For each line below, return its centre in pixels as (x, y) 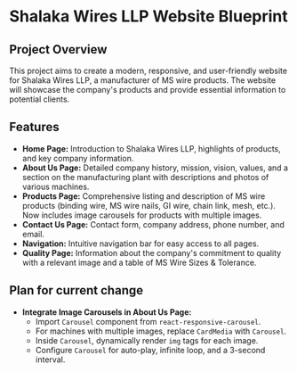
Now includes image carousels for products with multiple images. (142, 215)
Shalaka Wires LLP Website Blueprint (149, 17)
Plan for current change (76, 290)
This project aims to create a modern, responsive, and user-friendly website (148, 70)
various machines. (56, 186)
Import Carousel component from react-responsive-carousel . (148, 321)
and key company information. (78, 158)
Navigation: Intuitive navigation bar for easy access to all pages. (140, 244)
